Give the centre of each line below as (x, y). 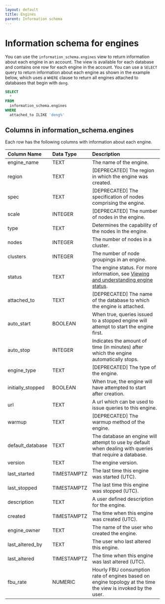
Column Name (25, 154)
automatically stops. (115, 359)
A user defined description (123, 499)
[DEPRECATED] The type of (124, 367)
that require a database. (120, 455)
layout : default (22, 10)
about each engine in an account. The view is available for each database (80, 62)
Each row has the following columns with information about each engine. (79, 142)
